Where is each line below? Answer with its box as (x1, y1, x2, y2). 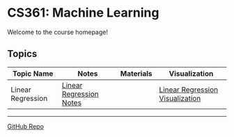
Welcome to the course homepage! (7, 28, 108, 36)
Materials (120, 68, 153, 78)
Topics (7, 48, 38, 60)
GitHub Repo (7, 122, 44, 130)
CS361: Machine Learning (7, 5, 159, 21)
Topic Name (13, 68, 54, 78)
